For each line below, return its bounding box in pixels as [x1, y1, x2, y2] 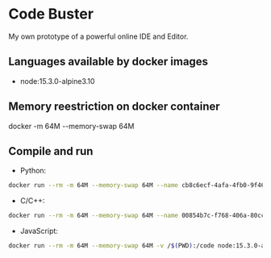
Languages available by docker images [8, 55, 208, 69]
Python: [19, 166, 47, 176]
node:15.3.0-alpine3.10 [19, 76, 95, 85]
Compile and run [8, 144, 94, 158]
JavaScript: [19, 227, 59, 236]
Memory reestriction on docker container [8, 100, 220, 114]
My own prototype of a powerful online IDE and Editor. [8, 31, 189, 41]
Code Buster [8, 5, 94, 23]
